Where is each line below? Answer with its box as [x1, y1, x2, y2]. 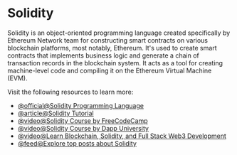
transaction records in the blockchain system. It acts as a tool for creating [7, 58, 223, 67]
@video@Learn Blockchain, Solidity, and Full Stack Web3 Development [17, 132, 226, 140]
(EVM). [7, 73, 28, 82]
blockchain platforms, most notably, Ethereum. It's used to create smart [7, 43, 217, 52]
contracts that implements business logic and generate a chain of [7, 51, 199, 60]
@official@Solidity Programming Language [17, 101, 144, 109]
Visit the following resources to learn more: [7, 87, 134, 96]
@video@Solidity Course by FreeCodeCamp [17, 116, 148, 125]
